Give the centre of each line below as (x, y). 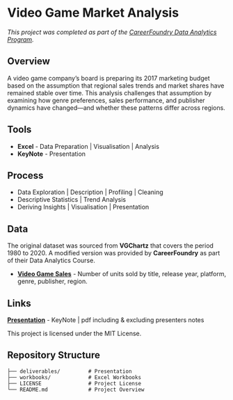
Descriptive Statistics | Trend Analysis (72, 200)
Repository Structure (54, 355)
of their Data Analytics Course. (51, 261)
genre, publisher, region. (53, 281)
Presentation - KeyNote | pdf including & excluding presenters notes (106, 320)
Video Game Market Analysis (93, 13)
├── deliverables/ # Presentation (70, 371)
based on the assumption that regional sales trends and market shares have (116, 86)
